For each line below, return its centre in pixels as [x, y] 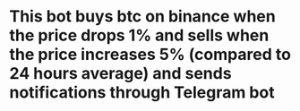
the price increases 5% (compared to [150, 55]
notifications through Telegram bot [142, 93]
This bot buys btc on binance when [142, 17]
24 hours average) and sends [120, 74]
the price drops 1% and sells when [139, 35]
